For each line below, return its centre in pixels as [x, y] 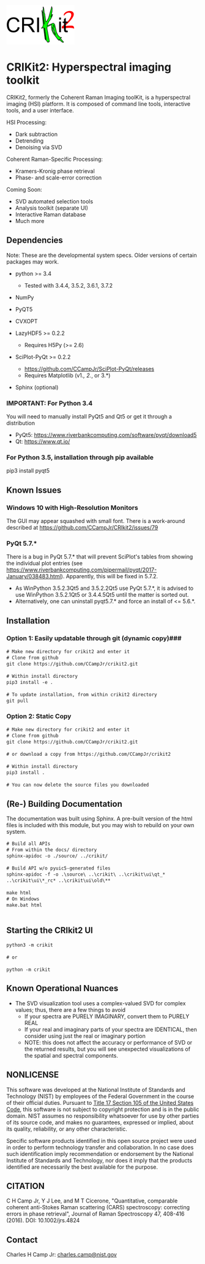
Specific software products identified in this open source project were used [102, 1140]
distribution [21, 423]
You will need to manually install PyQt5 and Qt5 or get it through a [89, 417]
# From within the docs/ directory [52, 850]
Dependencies [35, 241]
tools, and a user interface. [40, 110]
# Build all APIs [28, 844]
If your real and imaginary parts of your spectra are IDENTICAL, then [111, 1029]
